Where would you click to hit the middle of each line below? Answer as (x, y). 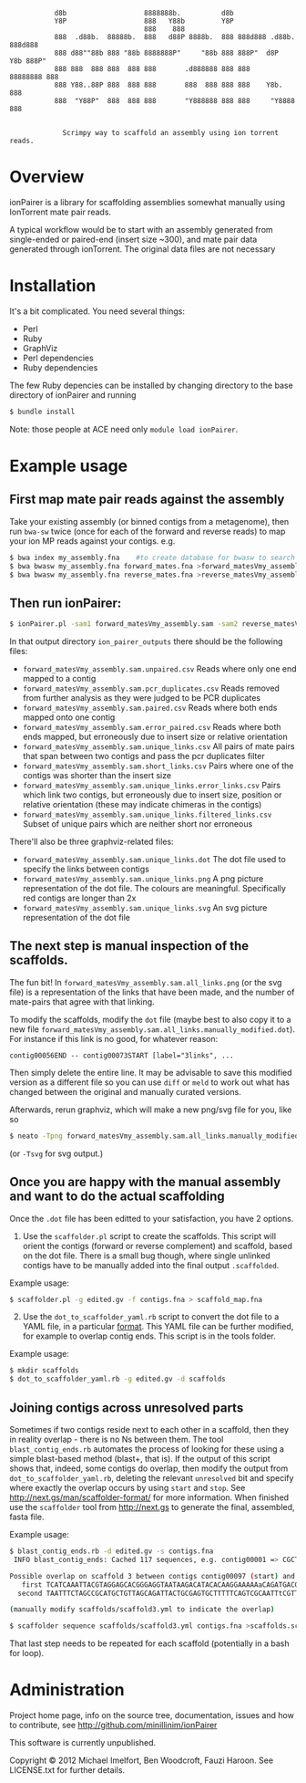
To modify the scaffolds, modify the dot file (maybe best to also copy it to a (150, 1019)
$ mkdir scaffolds (44, 1371)
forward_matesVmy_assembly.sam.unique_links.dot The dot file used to (154, 860)
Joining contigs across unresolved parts (127, 1408)
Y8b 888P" (28, 61)
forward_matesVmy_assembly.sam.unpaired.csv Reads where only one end (160, 669)
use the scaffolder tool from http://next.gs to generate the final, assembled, (152, 1507)
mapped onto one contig (69, 717)
